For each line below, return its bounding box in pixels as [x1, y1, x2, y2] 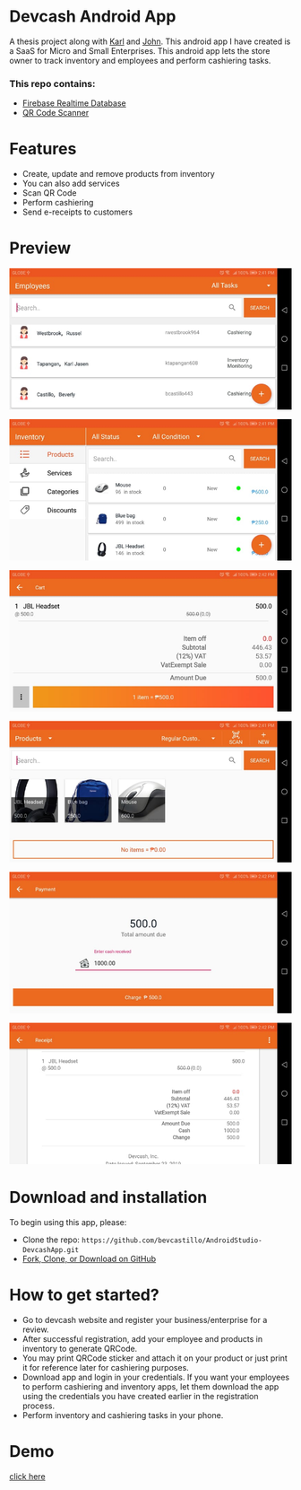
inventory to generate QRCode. [21, 1343, 138, 1354]
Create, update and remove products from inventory [21, 169, 215, 180]
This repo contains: [9, 77, 96, 90]
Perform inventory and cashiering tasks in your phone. [21, 1409, 224, 1420]
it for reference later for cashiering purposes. [21, 1362, 190, 1372]
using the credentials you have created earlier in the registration [21, 1390, 259, 1401]
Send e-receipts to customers [21, 206, 133, 217]
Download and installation [9, 1188, 208, 1208]
